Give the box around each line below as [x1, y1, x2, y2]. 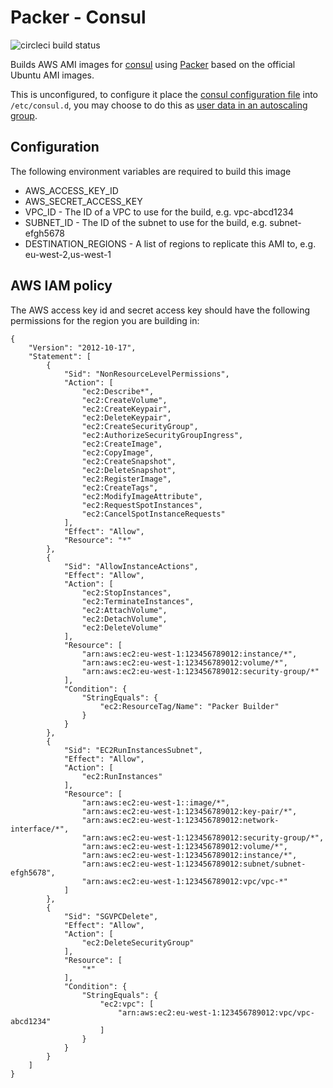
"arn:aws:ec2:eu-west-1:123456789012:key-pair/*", [81, 806, 298, 816]
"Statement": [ [28, 351, 92, 361]
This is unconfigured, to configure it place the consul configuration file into [10, 88, 318, 100]
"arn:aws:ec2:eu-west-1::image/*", [81, 797, 230, 808]
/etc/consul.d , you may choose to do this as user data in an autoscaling [10, 99, 308, 111]
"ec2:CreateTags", [81, 482, 159, 493]
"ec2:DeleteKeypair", [81, 412, 172, 423]
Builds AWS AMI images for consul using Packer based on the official [10, 58, 296, 70]
